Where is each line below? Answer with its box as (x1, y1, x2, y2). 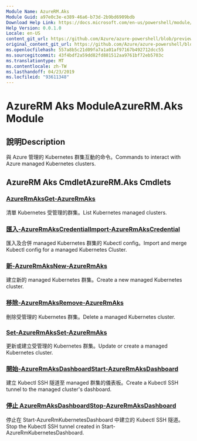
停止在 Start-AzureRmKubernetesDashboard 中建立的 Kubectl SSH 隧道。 (6, 416, 184, 423)
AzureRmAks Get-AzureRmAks (6, 195, 96, 203)
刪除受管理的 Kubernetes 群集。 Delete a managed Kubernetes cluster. (6, 313, 176, 320)
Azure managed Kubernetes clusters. (6, 160, 96, 168)
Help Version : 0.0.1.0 (6, 25, 62, 31)
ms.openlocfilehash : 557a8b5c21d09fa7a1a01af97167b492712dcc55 (6, 47, 164, 53)
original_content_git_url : (6, 42, 72, 48)
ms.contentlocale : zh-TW (6, 63, 67, 69)
